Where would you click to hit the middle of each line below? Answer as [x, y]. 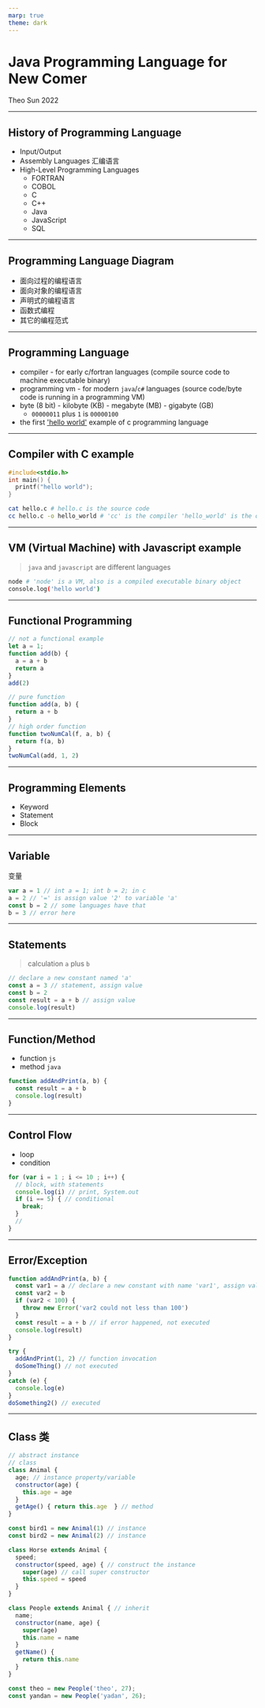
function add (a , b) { [44, 705]
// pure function [37, 697]
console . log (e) [40, 1388]
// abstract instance [44, 1456]
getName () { [35, 1652]
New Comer [48, 78]
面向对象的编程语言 [51, 291]
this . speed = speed [54, 1579]
